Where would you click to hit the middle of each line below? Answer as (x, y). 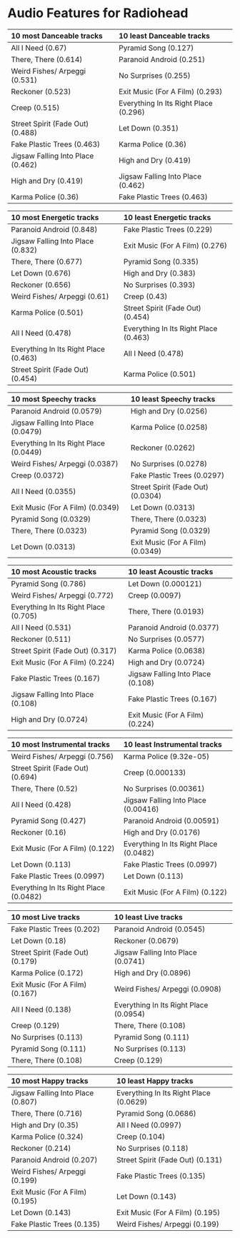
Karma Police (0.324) (47, 1137)
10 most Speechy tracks (54, 399)
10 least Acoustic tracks (171, 571)
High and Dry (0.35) (45, 1124)
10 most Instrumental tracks (61, 744)
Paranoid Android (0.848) (54, 229)
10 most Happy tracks (50, 1081)
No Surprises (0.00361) (164, 788)
